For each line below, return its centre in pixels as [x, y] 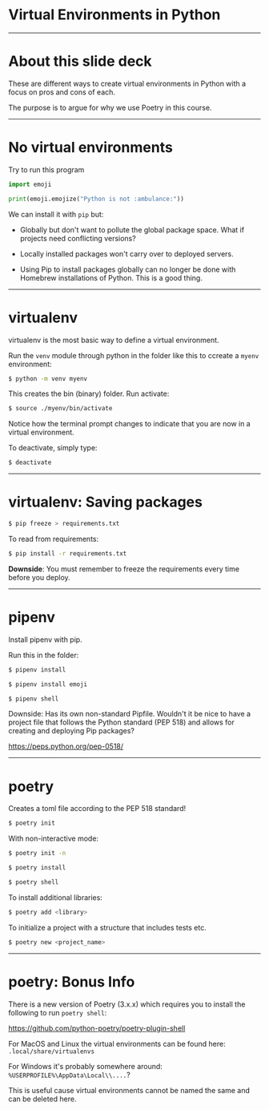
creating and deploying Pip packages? [71, 731]
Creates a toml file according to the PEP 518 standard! [97, 809]
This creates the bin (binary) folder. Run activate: [89, 394]
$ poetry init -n [37, 854]
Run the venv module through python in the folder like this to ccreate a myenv [134, 355]
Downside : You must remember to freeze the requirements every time [124, 569]
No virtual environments [91, 148]
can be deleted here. [42, 1099]
